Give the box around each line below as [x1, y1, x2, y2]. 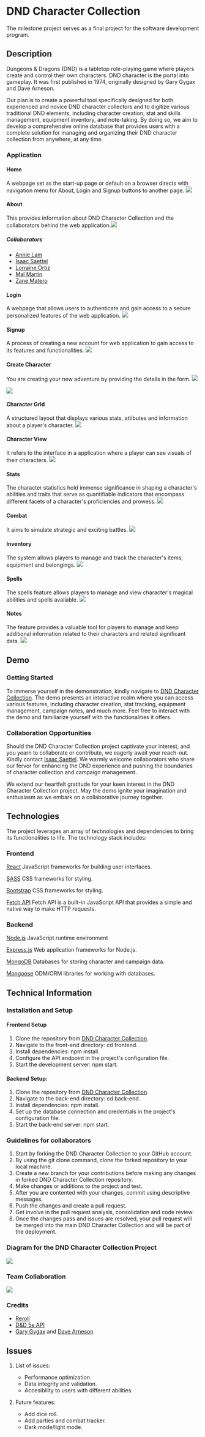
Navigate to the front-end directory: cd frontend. [15, 1041, 138, 1048]
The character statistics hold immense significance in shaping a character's [6, 484, 197, 491]
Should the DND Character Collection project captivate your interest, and [6, 742, 190, 750]
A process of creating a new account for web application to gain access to [6, 340, 194, 347]
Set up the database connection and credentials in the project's [15, 1108, 176, 1115]
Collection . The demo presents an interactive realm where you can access [6, 693, 194, 701]
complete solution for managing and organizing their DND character [6, 129, 177, 136]
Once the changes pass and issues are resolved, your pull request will [15, 1215, 192, 1222]
